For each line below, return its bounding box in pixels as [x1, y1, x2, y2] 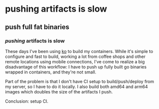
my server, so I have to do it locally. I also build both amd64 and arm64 [5, 84, 148, 90]
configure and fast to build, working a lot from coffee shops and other [5, 54, 146, 59]
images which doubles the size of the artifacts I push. [5, 89, 113, 94]
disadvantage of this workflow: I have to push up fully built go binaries [5, 64, 147, 70]
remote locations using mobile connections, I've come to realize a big [5, 58, 145, 64]
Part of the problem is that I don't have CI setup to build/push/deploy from [5, 78, 154, 84]
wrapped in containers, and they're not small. [5, 69, 96, 75]
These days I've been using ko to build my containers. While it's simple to [5, 48, 153, 54]
